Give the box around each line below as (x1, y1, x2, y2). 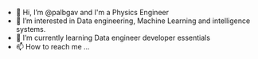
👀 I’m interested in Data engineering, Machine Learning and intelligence (15, 16, 251, 26)
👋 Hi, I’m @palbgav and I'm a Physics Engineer (15, 8, 170, 17)
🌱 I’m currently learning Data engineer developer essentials (15, 33, 211, 42)
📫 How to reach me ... (15, 42, 90, 51)
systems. (15, 25, 46, 33)
